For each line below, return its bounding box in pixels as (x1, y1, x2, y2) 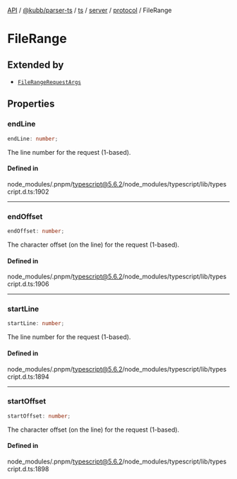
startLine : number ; (7, 320, 65, 327)
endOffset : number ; (7, 227, 65, 235)
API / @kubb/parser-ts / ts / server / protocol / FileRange (7, 6, 172, 14)
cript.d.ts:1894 (7, 372, 49, 381)
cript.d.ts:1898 (7, 464, 49, 473)
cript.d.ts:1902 (7, 187, 49, 196)
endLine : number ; (7, 135, 59, 142)
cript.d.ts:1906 (7, 280, 49, 288)
